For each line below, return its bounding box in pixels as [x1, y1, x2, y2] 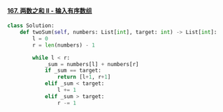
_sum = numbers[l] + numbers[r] [44, 61, 139, 67]
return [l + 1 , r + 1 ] [57, 74, 111, 81]
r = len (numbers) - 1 [32, 42, 96, 49]
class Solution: [7, 22, 55, 29]
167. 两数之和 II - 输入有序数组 [7, 6, 92, 15]
